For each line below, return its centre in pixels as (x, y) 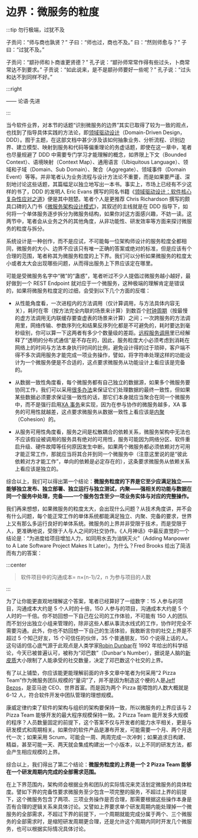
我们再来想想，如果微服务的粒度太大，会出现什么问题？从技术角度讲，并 (94, 509)
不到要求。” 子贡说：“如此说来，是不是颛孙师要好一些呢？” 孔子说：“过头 (104, 69)
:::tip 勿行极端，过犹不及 (35, 30)
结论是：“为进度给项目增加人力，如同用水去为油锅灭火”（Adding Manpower (98, 538)
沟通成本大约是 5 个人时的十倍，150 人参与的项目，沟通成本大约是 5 (99, 608)
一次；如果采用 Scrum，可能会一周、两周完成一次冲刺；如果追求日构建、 (100, 737)
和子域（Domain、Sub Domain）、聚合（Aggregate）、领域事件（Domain (98, 169)
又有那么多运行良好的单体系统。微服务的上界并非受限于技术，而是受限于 (99, 523)
